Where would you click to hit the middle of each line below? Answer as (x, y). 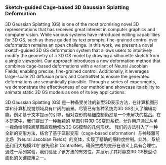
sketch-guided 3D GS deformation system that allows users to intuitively (79, 50)
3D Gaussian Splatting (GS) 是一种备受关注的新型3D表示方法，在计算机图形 (82, 102)
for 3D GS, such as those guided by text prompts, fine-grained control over (82, 40)
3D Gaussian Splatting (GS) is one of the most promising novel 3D (72, 24)
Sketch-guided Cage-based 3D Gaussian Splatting (67, 7)
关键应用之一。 (33, 158)
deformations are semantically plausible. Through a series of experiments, (81, 82)
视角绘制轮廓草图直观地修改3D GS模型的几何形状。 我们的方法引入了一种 (83, 127)
